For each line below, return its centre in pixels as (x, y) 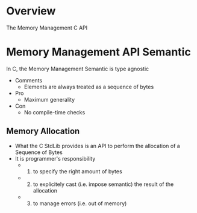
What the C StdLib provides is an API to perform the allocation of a (98, 146)
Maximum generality (49, 99)
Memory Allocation (43, 131)
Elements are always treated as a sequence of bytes (89, 87)
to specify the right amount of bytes (77, 171)
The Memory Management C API (47, 28)
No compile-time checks (55, 112)
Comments (29, 80)
